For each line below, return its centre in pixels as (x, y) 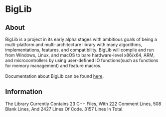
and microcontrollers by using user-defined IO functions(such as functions (82, 60)
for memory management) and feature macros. (53, 66)
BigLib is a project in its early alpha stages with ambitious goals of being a (81, 39)
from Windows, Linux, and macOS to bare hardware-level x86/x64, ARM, (80, 55)
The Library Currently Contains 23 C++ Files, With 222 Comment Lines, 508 (83, 104)
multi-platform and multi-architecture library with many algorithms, (74, 45)
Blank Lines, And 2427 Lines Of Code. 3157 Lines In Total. (64, 109)
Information (24, 92)
